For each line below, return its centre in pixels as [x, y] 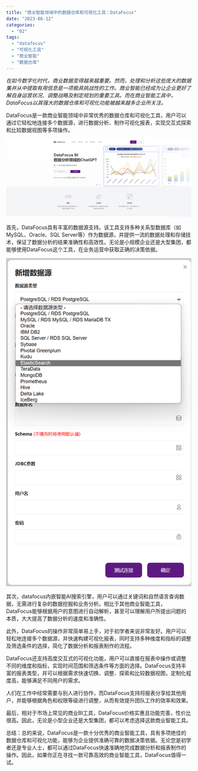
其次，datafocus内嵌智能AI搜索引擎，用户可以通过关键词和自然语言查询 [93, 596]
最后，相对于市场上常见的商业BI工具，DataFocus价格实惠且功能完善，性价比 [99, 713]
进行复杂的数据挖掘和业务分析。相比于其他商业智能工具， [96, 604]
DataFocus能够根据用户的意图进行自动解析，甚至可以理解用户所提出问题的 [96, 611]
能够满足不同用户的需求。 [52, 681]
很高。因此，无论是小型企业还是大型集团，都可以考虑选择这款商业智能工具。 [99, 720]
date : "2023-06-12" [30, 19]
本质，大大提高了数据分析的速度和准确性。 [58, 619]
